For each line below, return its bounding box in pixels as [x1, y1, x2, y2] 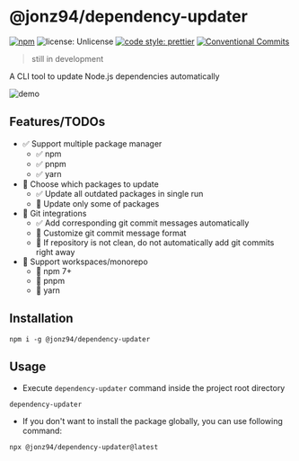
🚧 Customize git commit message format [35, 227, 187, 238]
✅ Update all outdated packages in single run [35, 188, 204, 199]
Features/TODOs [9, 114, 106, 129]
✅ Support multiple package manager [22, 137, 163, 149]
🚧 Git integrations [22, 208, 87, 218]
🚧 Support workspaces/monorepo [22, 256, 148, 267]
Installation [9, 311, 74, 326]
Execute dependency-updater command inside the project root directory [22, 383, 286, 394]
